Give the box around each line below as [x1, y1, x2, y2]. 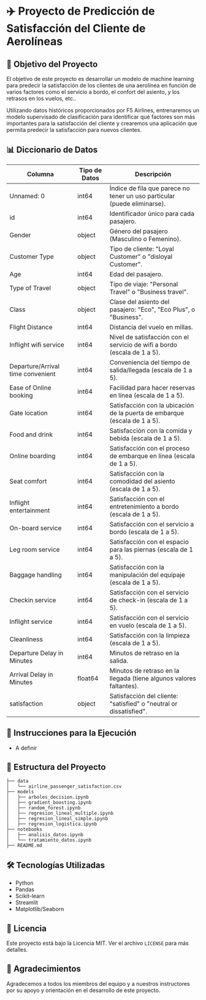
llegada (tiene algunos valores [109, 674, 196, 682]
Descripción [134, 169, 172, 178]
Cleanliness [9, 635, 43, 644]
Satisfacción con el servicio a [109, 520, 194, 528]
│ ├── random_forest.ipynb [6, 805, 81, 811]
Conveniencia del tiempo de [109, 358, 190, 366]
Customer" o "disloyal [109, 252, 173, 261]
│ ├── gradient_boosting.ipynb [6, 799, 92, 806]
